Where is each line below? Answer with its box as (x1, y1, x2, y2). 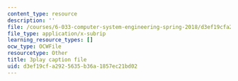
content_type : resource (7, 10, 78, 18)
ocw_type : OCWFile (7, 43, 62, 50)
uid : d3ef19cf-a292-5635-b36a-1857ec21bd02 (7, 63, 138, 70)
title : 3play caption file (7, 56, 87, 63)
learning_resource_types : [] (7, 37, 93, 44)
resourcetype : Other (7, 50, 69, 57)
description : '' (7, 17, 55, 24)
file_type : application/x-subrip (7, 30, 106, 37)
